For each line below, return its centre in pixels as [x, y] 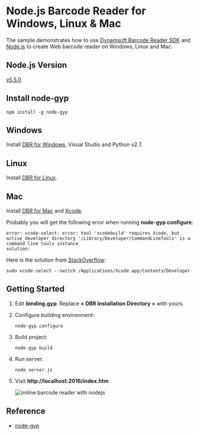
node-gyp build [34, 348]
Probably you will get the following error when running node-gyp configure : [100, 222]
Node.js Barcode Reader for [76, 11]
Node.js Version [37, 65]
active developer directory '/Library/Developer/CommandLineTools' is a [98, 238]
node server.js [34, 370]
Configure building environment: [55, 315]
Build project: [31, 337]
